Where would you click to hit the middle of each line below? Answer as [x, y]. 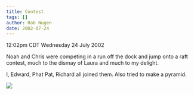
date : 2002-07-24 [28, 28]
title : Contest [25, 12]
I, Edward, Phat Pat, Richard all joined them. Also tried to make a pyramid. [96, 74]
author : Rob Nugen [29, 23]
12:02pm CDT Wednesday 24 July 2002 [55, 45]
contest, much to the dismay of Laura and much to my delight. [83, 63]
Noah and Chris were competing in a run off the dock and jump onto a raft [97, 56]
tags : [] [17, 17]
